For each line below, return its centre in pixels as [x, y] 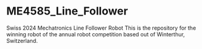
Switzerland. [22, 41]
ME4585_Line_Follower [67, 11]
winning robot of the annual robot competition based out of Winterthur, [96, 34]
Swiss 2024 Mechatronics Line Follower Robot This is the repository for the [101, 28]
